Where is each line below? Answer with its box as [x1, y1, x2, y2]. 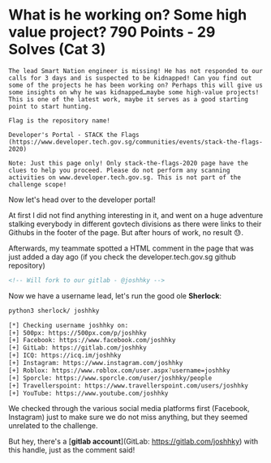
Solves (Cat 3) [8, 41, 106, 58]
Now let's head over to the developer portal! [8, 195, 156, 204]
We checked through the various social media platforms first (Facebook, [8, 404, 250, 414]
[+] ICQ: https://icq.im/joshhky [8, 351, 122, 360]
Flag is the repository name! [8, 116, 111, 125]
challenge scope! [8, 180, 67, 188]
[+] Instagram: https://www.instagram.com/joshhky [8, 359, 183, 367]
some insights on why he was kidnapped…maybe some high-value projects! [8, 88, 260, 96]
